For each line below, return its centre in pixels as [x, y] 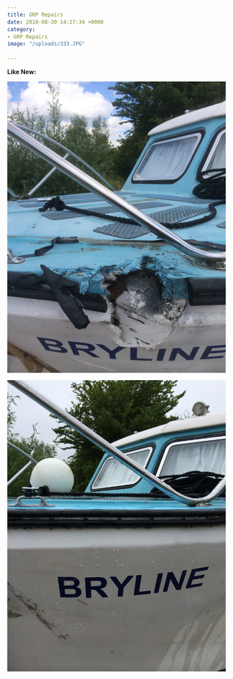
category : [21, 29]
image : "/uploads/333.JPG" [46, 44]
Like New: [22, 72]
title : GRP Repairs [35, 15]
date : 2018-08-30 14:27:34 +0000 [55, 22]
